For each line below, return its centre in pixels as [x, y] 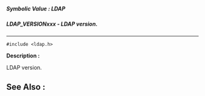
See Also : [26, 87]
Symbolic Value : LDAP [36, 9]
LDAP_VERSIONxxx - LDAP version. [52, 24]
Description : [23, 56]
